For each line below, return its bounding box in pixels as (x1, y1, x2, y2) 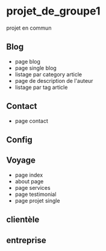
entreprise (6, 235, 46, 246)
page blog (14, 57, 40, 65)
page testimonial (14, 191, 57, 198)
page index (14, 171, 43, 178)
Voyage (6, 155, 36, 166)
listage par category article (14, 71, 83, 78)
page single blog (14, 64, 57, 71)
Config (6, 134, 33, 145)
